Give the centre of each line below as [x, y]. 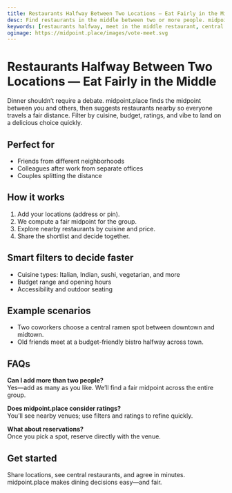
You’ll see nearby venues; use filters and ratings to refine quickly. [100, 416]
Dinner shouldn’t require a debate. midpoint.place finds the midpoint [104, 101]
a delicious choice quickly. [45, 123]
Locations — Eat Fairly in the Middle [112, 82]
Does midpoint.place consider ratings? [64, 409]
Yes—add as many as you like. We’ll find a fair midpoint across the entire [110, 388]
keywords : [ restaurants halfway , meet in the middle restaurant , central [116, 26]
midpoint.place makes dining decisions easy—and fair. [85, 482]
